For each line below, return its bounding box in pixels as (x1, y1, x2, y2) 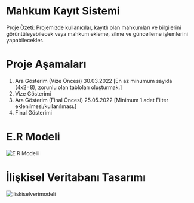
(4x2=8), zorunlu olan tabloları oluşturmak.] (14, 84, 122, 91)
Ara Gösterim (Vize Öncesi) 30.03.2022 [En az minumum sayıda (14, 77, 173, 84)
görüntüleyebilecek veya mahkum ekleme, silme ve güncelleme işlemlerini (6, 30, 188, 37)
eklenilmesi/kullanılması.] (14, 103, 77, 110)
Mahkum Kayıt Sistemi (6, 4, 121, 18)
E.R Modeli (6, 130, 61, 144)
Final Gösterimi (14, 109, 53, 116)
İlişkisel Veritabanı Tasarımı (6, 171, 146, 184)
